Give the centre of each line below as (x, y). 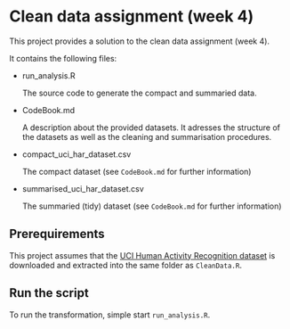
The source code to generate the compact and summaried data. (139, 93)
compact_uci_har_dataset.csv (77, 154)
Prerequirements (57, 234)
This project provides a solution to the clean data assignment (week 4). (139, 41)
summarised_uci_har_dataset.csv (83, 188)
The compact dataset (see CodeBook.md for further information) (137, 171)
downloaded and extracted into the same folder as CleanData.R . (126, 265)
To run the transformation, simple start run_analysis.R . (110, 315)
